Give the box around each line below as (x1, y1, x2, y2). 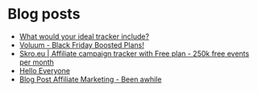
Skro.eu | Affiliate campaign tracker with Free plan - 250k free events (19, 48, 250, 58)
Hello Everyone (19, 65, 70, 75)
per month (19, 57, 54, 67)
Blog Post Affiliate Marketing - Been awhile (19, 74, 162, 84)
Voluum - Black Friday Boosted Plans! (19, 40, 144, 49)
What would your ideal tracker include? (19, 31, 150, 41)
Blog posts (7, 5, 81, 23)
